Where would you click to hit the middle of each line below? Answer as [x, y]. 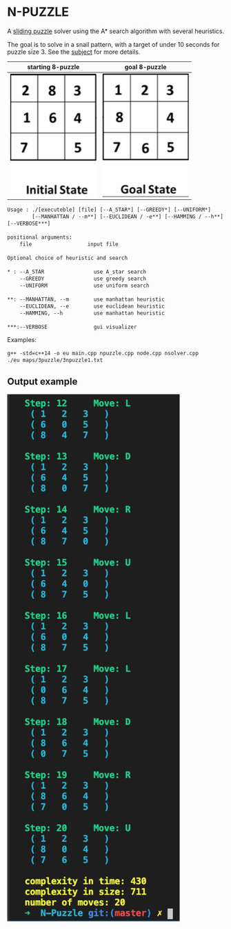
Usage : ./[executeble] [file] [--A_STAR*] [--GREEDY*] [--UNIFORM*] [109, 210]
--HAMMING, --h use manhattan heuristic [92, 313]
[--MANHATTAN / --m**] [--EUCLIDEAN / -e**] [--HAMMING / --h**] [128, 217]
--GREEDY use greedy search [83, 279]
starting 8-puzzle [53, 67]
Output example [42, 381]
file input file [69, 244]
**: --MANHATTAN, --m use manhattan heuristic [86, 300]
